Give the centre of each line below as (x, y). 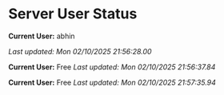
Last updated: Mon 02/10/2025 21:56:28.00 (80, 51)
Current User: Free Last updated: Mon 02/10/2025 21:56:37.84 (112, 67)
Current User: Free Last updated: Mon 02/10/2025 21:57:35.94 (112, 82)
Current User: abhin (42, 36)
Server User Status (73, 14)
